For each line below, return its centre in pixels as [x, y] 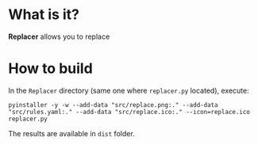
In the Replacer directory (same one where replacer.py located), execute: [129, 90]
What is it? [44, 15]
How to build [50, 69]
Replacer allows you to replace [59, 36]
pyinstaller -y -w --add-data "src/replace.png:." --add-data [113, 105]
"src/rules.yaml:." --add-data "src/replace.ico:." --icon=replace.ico [129, 112]
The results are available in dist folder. [71, 133]
